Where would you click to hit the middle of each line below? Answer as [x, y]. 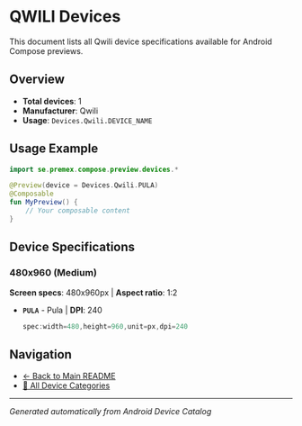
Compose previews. [46, 50]
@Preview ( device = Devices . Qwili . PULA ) [84, 186]
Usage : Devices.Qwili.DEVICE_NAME [87, 120]
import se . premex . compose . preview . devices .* [94, 169]
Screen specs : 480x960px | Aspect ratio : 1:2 [93, 292]
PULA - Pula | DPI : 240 [62, 310]
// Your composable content [78, 211]
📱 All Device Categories [66, 385]
